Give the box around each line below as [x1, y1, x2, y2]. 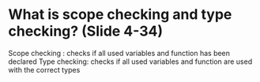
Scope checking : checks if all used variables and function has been [8, 48, 231, 58]
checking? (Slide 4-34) [8, 22, 164, 40]
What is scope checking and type [8, 6, 232, 24]
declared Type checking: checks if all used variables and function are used [8, 57, 253, 66]
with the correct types [8, 65, 81, 74]
